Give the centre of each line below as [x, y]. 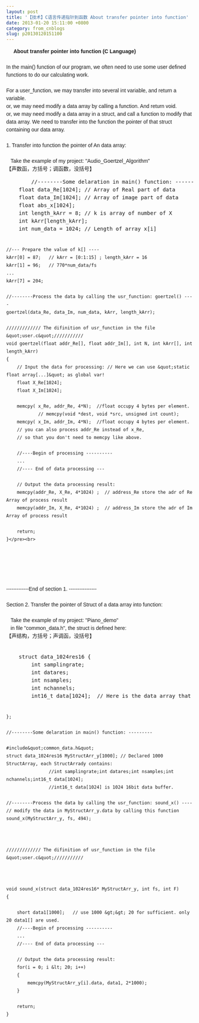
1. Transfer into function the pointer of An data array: [66, 146]
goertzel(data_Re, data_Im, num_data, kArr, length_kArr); [81, 313]
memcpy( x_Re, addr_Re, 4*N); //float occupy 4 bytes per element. [103, 406]
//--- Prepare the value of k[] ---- [53, 250]
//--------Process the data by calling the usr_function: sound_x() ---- [99, 803]
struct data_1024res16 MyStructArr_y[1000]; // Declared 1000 [85, 756]
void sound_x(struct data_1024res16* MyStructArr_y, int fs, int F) [93, 889]
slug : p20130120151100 [34, 34]
